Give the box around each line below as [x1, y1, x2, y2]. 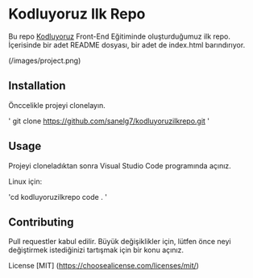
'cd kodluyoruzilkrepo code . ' [8, 192, 107, 201]
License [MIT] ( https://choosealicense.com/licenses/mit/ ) [8, 261, 200, 271]
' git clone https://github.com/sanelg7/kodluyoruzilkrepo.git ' [8, 116, 210, 126]
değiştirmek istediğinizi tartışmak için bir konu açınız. [8, 245, 184, 255]
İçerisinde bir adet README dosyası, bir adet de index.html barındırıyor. [8, 39, 246, 49]
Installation [8, 79, 66, 93]
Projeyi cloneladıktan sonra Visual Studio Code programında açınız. [8, 160, 231, 170]
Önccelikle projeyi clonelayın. [8, 100, 106, 110]
